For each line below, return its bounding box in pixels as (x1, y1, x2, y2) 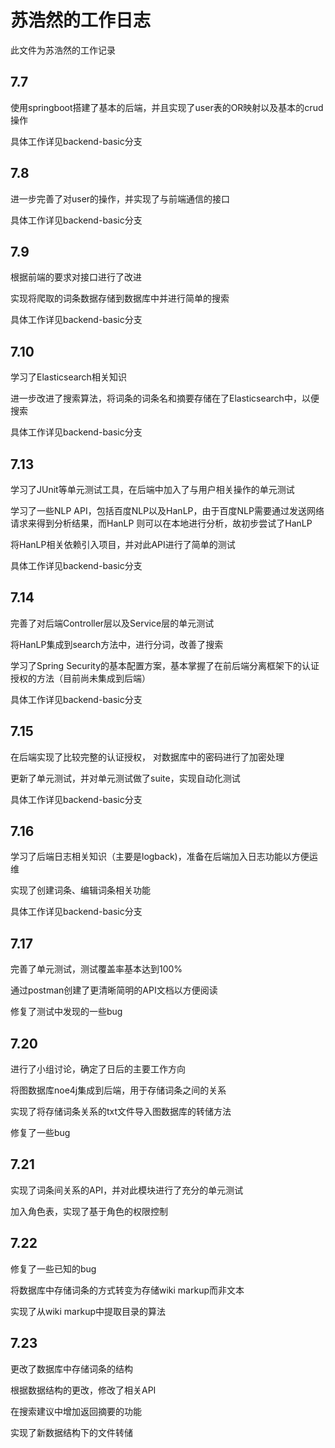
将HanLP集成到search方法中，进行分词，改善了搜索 (10, 638, 224, 650)
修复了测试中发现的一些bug (10, 1006, 123, 1018)
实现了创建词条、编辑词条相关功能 (10, 884, 151, 896)
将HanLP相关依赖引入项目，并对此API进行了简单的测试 (10, 539, 236, 550)
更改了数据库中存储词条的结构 (10, 1362, 133, 1375)
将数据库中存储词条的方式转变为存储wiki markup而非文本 (10, 1284, 245, 1296)
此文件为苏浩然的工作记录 (10, 44, 116, 56)
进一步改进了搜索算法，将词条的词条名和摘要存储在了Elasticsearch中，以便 (10, 392, 320, 405)
